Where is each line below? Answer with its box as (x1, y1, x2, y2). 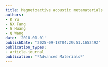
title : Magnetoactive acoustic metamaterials (5, 7, 103, 13)
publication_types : (5, 45, 47, 50)
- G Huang (5, 26, 26, 31)
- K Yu (5, 17, 19, 22)
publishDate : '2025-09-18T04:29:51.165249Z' (5, 40, 101, 45)
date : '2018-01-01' (5, 36, 47, 41)
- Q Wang (5, 31, 24, 36)
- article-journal (5, 49, 44, 54)
